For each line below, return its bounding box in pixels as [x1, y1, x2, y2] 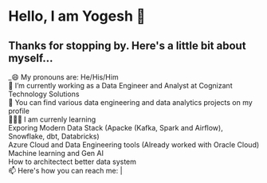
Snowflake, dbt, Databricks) [8, 131, 100, 141]
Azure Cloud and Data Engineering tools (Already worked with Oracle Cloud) [8, 140, 260, 150]
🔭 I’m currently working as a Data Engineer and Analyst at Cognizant [8, 81, 233, 90]
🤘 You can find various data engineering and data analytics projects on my [8, 98, 253, 107]
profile [8, 107, 30, 115]
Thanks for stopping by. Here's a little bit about [8, 39, 246, 53]
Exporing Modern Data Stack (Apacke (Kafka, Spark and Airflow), [8, 123, 223, 132]
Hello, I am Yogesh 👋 [8, 7, 146, 25]
